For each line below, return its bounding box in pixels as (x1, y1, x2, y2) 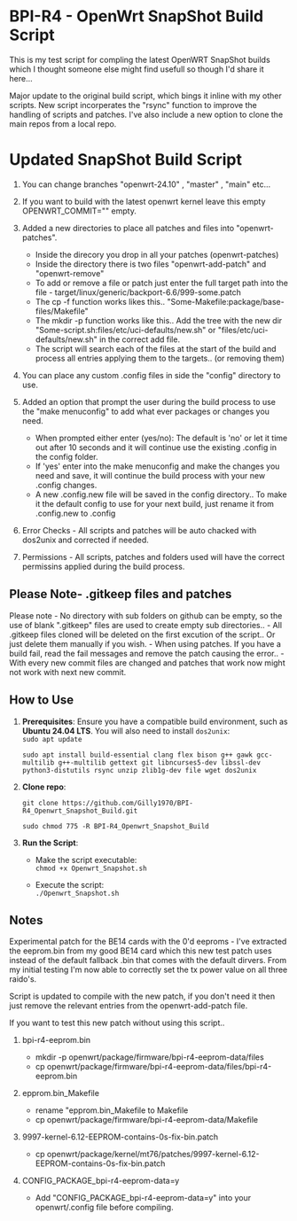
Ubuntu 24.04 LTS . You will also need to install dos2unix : (21, 725, 231, 736)
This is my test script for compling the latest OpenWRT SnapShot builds (9, 54, 270, 65)
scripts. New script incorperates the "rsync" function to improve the (9, 99, 257, 110)
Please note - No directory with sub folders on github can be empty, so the (9, 610, 283, 621)
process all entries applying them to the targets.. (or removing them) (35, 353, 285, 363)
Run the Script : (21, 837, 79, 848)
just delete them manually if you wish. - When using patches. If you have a (9, 638, 282, 649)
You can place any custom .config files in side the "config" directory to (21, 369, 281, 380)
